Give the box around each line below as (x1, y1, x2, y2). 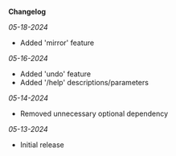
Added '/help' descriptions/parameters (19, 78, 149, 87)
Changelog (8, 7, 47, 16)
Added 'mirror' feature (19, 38, 95, 47)
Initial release (19, 140, 64, 150)
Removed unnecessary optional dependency (19, 109, 169, 118)
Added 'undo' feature (19, 69, 91, 79)
